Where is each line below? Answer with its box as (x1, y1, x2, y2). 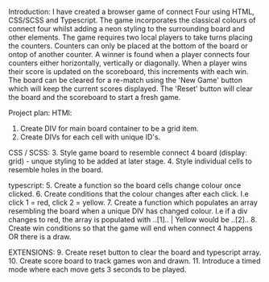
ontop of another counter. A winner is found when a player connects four (8, 50, 250, 59)
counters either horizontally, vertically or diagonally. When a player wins (8, 58, 247, 68)
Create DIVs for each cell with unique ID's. (19, 132, 161, 142)
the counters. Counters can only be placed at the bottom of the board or (8, 41, 248, 51)
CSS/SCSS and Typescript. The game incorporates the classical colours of (8, 15, 256, 25)
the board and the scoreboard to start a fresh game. (8, 93, 181, 102)
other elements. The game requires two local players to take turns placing (8, 32, 254, 42)
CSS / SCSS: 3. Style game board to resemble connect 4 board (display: (8, 148, 247, 157)
